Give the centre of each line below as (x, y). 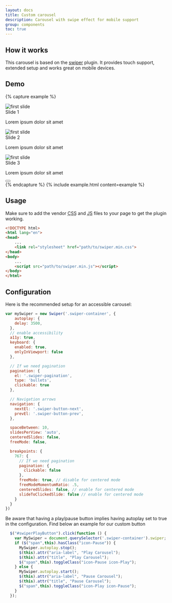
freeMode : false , (28, 442)
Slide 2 (13, 137)
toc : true (16, 29)
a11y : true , (23, 338)
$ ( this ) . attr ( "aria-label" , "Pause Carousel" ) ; (71, 577)
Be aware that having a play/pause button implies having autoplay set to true (86, 519)
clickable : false (42, 471)
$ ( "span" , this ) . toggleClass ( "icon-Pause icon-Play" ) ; (78, 562)
